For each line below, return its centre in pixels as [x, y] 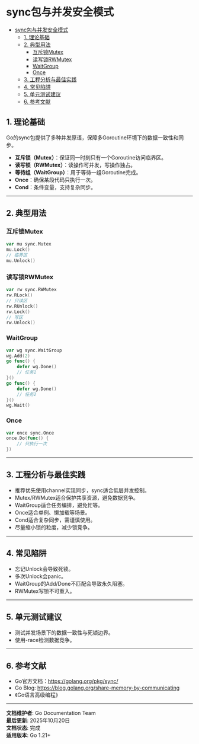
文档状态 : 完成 [23, 728]
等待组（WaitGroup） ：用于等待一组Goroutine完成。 [78, 172]
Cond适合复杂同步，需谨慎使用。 [55, 520]
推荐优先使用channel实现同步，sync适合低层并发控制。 [82, 490]
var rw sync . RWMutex [32, 290]
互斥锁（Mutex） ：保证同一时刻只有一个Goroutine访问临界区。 [91, 157]
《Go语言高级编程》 [38, 695]
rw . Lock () [18, 312]
